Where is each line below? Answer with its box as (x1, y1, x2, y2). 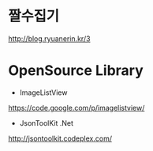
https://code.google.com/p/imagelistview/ (8, 103, 145, 112)
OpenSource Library (8, 62, 144, 80)
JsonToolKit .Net (19, 118, 73, 127)
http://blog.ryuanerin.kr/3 (8, 33, 91, 43)
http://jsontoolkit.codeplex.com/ (8, 134, 113, 143)
